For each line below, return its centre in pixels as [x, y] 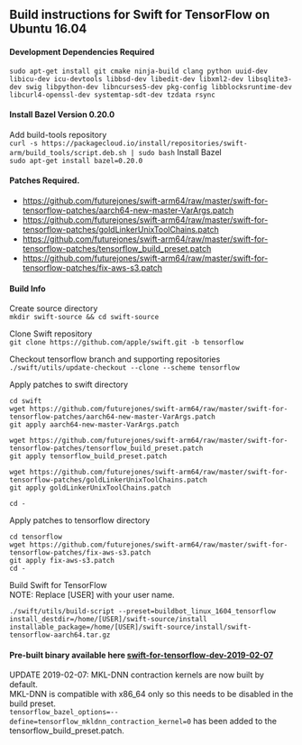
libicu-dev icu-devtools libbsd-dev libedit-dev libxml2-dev [127, 79]
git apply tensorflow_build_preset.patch [88, 456]
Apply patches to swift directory [69, 385]
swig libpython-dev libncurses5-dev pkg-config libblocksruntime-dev [159, 87]
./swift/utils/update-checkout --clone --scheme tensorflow [125, 368]
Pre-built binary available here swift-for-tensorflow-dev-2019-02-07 [141, 655]
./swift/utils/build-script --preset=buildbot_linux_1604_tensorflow [143, 612]
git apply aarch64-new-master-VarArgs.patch [94, 425]
